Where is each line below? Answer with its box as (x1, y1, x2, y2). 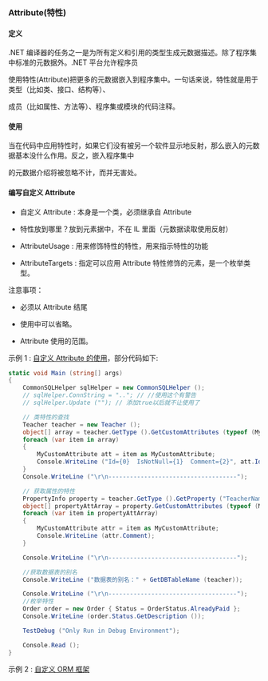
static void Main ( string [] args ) (8, 369, 124, 377)
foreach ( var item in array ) (22, 435, 120, 443)
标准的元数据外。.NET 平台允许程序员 (14, 58, 138, 67)
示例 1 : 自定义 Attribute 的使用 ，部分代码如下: (8, 353, 159, 363)
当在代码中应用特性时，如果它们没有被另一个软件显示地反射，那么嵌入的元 (8, 141, 253, 150)
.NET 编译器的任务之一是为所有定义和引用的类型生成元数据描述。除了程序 (8, 48, 250, 58)
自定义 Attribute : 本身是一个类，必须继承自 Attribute (19, 206, 192, 217)
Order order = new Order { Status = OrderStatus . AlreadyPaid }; (22, 605, 241, 613)
